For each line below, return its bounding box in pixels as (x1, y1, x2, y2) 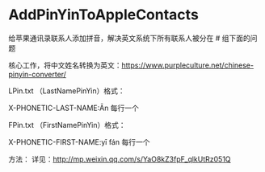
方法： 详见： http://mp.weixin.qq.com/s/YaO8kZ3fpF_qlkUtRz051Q (8, 154, 232, 164)
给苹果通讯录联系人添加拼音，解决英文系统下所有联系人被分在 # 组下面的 (8, 33, 250, 43)
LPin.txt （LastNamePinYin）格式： (8, 86, 125, 96)
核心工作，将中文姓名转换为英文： (8, 60, 122, 70)
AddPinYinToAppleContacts (8, 6, 200, 24)
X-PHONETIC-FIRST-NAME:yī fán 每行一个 (8, 137, 150, 146)
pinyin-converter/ (8, 69, 67, 79)
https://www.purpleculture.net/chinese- (121, 60, 254, 70)
